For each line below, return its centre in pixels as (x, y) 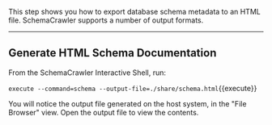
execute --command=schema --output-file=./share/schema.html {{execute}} (133, 88)
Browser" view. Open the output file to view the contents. (104, 112)
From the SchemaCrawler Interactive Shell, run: (87, 73)
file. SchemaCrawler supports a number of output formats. (106, 20)
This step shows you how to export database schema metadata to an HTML (134, 12)
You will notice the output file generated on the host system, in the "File (127, 103)
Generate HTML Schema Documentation (113, 53)
